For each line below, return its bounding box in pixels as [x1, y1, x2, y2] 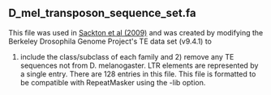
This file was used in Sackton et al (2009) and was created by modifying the [8, 27, 264, 37]
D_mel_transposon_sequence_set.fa [8, 6, 196, 20]
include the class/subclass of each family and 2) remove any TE [19, 52, 234, 61]
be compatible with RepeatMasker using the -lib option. [19, 77, 206, 87]
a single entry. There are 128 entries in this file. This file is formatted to [19, 68, 256, 79]
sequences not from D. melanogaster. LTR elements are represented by [19, 60, 259, 70]
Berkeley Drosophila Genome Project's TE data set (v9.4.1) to [8, 36, 213, 46]
